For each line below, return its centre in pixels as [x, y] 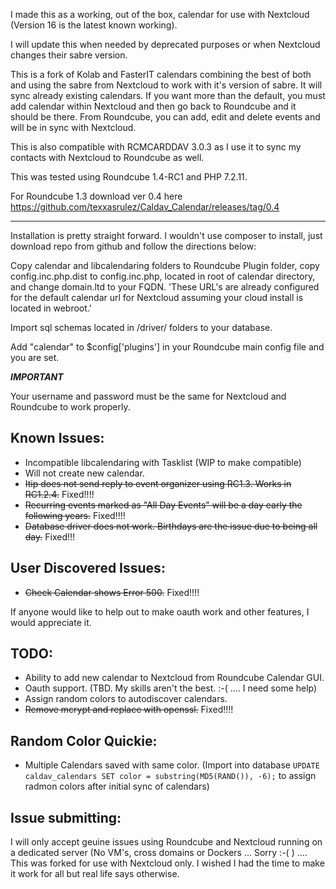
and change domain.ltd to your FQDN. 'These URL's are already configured [165, 287]
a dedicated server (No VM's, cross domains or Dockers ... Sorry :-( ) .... [159, 853]
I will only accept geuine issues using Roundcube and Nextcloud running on [166, 842]
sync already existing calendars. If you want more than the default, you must [168, 95]
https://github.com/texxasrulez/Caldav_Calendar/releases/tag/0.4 [145, 207]
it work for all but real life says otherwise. [95, 874]
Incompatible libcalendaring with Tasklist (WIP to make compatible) [163, 462]
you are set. [35, 357]
